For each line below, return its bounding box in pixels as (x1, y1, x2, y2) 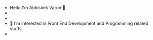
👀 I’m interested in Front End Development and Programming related (9, 20, 149, 26)
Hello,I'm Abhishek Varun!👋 (9, 5, 66, 10)
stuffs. (9, 26, 23, 32)
